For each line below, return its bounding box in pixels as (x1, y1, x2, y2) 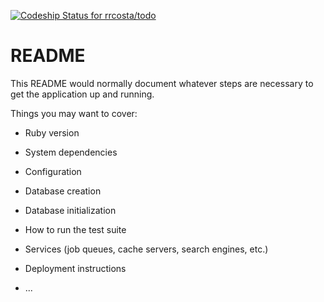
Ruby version (24, 126, 80, 139)
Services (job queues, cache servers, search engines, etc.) (24, 243, 269, 255)
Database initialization (24, 204, 117, 216)
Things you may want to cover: (10, 107, 138, 119)
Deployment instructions (24, 262, 127, 274)
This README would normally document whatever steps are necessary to (10, 77, 314, 89)
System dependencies (24, 146, 118, 158)
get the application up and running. (10, 88, 155, 100)
